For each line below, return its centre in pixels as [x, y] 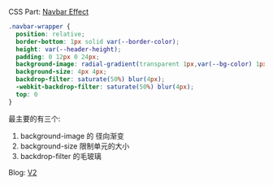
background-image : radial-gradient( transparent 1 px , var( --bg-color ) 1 [138, 64]
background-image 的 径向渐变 [72, 136]
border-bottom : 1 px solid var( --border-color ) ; [98, 41]
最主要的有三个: [35, 118]
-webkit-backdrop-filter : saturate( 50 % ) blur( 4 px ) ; [105, 87]
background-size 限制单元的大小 [75, 146]
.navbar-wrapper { [39, 27]
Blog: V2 [23, 172]
